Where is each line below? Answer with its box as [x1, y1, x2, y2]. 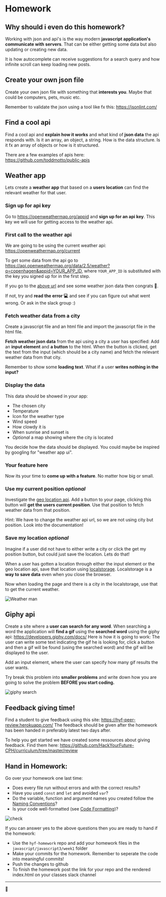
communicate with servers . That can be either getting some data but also [5, 41, 157, 47]
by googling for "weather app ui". [5, 449, 73, 455]
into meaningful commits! [12, 856, 64, 862]
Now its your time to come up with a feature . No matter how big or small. [5, 473, 154, 479]
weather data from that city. [5, 354, 62, 360]
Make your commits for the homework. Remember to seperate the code [12, 850, 158, 856]
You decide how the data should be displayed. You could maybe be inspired [5, 444, 160, 450]
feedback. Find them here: [5, 742, 59, 748]
